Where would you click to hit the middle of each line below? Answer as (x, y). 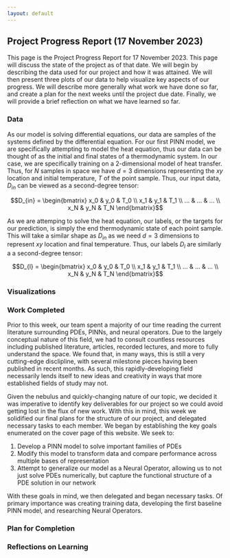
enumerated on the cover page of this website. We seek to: (91, 433)
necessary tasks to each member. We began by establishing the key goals (112, 426)
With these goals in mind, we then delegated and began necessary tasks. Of (115, 496)
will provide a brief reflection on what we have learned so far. (94, 102)
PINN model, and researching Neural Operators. (75, 511)
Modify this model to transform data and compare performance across (117, 454)
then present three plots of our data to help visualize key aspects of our (108, 80)
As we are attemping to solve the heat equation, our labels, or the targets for (115, 221)
